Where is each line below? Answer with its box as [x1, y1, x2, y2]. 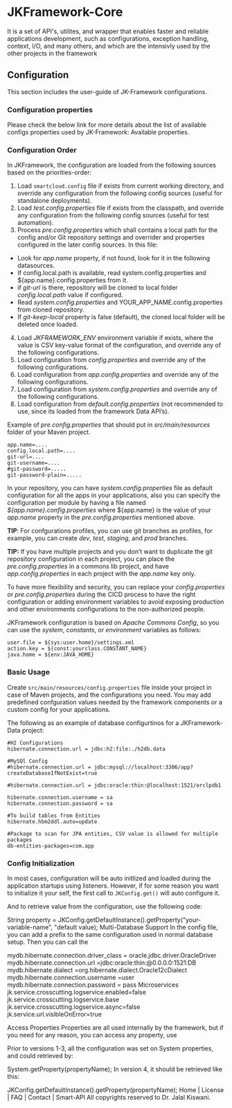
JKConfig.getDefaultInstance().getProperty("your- [57, 915, 202, 924]
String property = [7, 915, 57, 924]
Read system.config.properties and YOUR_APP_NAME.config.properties [17, 298, 223, 307]
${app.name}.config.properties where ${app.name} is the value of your [7, 506, 211, 515]
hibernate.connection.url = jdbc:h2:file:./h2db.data [7, 745, 166, 752]
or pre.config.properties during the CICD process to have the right [7, 590, 196, 599]
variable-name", [7, 922, 53, 931]
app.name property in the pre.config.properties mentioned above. [7, 513, 195, 521]
